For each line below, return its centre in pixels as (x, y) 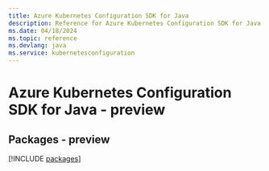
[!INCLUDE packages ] (45, 159)
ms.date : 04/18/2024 (43, 31)
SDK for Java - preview (87, 110)
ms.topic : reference (43, 38)
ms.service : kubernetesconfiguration (72, 53)
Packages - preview (59, 139)
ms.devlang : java (37, 46)
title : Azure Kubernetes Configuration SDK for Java (99, 16)
